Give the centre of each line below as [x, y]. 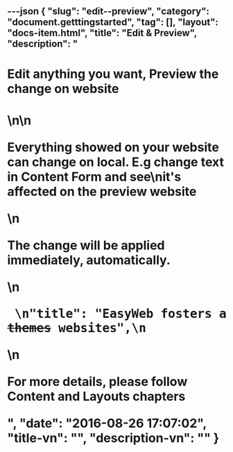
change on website [63, 89]
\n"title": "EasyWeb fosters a [120, 313]
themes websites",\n [77, 328]
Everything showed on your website [113, 147]
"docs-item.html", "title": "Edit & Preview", [102, 33]
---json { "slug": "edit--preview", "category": [109, 11]
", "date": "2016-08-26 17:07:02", [107, 423]
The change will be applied [86, 245]
